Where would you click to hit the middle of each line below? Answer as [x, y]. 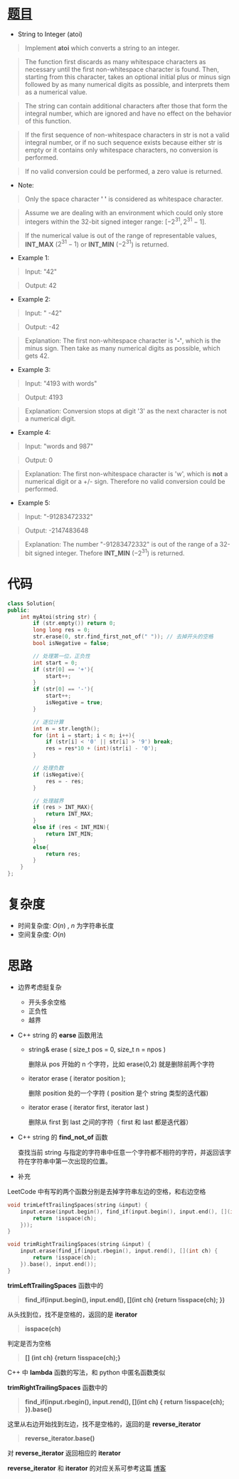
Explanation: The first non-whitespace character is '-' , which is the [123, 341]
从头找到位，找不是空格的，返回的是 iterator [72, 1314]
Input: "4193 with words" [61, 383]
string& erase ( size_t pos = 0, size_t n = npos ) [97, 1049]
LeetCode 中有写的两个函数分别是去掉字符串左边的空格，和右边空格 [107, 1191]
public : [19, 610]
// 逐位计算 [48, 722]
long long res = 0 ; [62, 630]
